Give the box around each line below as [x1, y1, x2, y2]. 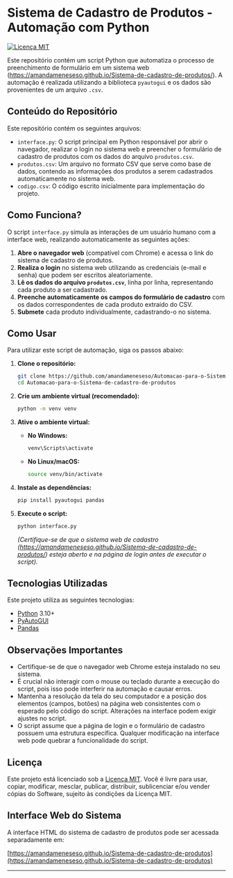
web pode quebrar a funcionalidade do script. [17, 736, 148, 745]
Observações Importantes [7, 644, 123, 656]
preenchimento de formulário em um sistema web [7, 63, 150, 71]
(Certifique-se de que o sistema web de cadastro [17, 535, 159, 543]
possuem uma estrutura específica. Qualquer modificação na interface [17, 729, 220, 737]
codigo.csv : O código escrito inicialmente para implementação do [17, 182, 205, 190]
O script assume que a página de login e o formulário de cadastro [17, 722, 205, 730]
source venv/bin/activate [27, 471, 103, 478]
